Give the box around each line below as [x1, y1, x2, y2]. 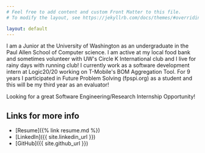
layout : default [6, 26, 48, 32]
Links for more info [6, 110, 79, 121]
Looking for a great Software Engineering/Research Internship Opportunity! [6, 93, 196, 101]
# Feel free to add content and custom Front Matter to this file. [6, 9, 182, 15]
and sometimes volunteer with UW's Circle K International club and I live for [6, 55, 196, 63]
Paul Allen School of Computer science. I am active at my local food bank [6, 49, 191, 56]
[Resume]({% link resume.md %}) [15, 127, 101, 134]
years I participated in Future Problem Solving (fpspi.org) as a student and [6, 74, 193, 82]
